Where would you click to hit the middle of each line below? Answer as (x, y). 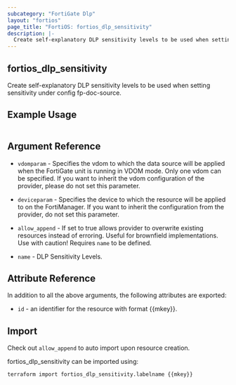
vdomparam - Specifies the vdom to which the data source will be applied (121, 163)
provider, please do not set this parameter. (79, 185)
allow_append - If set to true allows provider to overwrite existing (110, 228)
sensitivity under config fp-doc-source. (64, 93)
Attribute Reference (52, 278)
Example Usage (42, 115)
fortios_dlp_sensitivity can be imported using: (73, 362)
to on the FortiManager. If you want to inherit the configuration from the (121, 207)
